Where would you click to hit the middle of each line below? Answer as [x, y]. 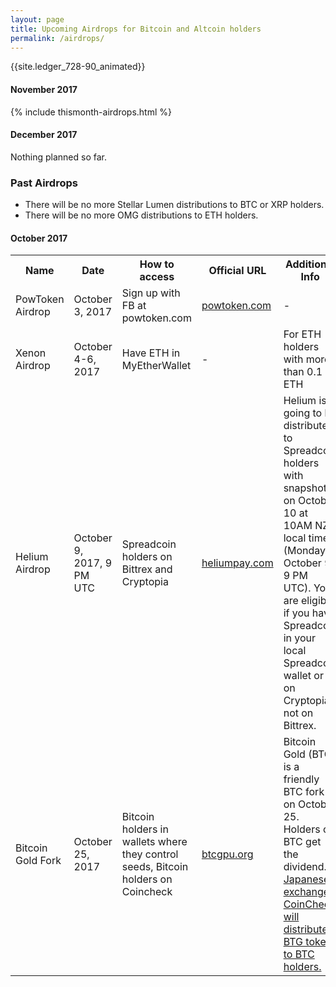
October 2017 [39, 238]
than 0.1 [303, 372]
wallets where [154, 842]
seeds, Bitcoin [155, 867]
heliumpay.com [237, 563]
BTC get [302, 842]
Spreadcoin [149, 544]
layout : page [37, 19]
